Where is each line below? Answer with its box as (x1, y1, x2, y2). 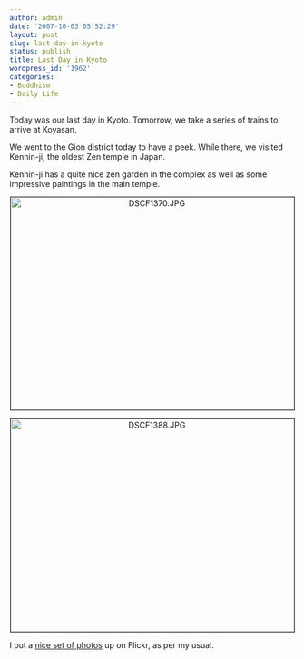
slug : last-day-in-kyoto (9, 38, 103, 48)
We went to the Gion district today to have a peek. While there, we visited (9, 142, 284, 152)
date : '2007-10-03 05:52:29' (9, 22, 120, 31)
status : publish (9, 47, 71, 56)
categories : (9, 73, 54, 82)
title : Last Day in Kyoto (9, 55, 107, 64)
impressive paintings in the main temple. (9, 178, 161, 189)
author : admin (9, 13, 64, 23)
